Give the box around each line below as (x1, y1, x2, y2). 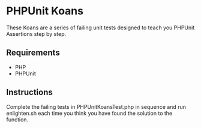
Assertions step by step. (6, 30, 67, 37)
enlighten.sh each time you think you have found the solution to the (6, 109, 173, 117)
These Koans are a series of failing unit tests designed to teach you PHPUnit (6, 24, 195, 31)
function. (6, 115, 29, 123)
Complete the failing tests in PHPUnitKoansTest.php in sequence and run (6, 103, 186, 110)
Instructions (6, 87, 53, 97)
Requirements (6, 48, 60, 58)
